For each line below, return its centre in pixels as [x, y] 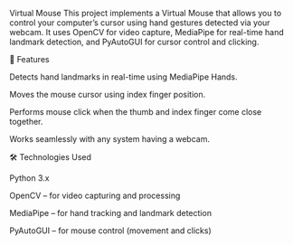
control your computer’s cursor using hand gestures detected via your [140, 23]
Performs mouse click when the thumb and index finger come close [136, 112]
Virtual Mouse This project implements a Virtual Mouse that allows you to [146, 13]
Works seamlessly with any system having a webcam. [110, 139]
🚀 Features [29, 59]
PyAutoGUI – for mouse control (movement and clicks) [110, 231]
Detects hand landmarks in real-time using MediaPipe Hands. [123, 77]
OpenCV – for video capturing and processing [95, 195]
